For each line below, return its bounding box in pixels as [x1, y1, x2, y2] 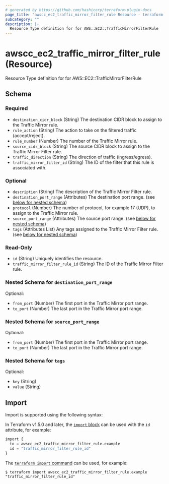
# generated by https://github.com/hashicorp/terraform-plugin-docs [5, 7, 152, 13]
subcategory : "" [5, 17, 39, 22]
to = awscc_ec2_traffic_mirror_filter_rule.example [10, 441, 121, 446]
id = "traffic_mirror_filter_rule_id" [10, 446, 92, 451]
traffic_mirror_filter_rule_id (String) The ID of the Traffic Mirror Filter [12, 261, 163, 267]
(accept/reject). [12, 132, 45, 139]
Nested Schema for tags [5, 357, 65, 364]
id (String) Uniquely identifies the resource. [12, 256, 103, 262]
